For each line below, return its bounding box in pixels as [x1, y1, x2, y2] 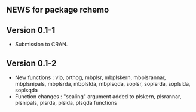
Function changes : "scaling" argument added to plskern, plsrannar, [14, 93, 182, 100]
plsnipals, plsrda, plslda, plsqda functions [14, 99, 118, 107]
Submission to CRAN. [14, 41, 68, 48]
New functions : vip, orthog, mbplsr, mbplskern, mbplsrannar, [14, 74, 166, 81]
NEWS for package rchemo [6, 5, 109, 15]
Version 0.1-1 [6, 25, 56, 35]
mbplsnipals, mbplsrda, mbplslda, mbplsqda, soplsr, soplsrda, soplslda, [14, 80, 191, 88]
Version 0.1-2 [6, 58, 57, 68]
